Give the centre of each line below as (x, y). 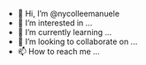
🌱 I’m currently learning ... (65, 32)
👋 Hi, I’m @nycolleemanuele (69, 14)
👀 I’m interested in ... (55, 23)
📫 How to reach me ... (58, 51)
